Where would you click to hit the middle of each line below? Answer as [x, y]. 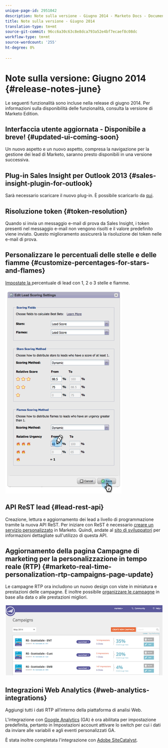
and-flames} [25, 271]
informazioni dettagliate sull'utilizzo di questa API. [56, 535]
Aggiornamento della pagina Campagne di [72, 551]
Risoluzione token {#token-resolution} [66, 211]
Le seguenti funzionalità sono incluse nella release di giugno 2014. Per [78, 103]
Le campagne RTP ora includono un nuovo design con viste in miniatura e [81, 587]
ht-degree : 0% [20, 48]
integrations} [26, 698]
